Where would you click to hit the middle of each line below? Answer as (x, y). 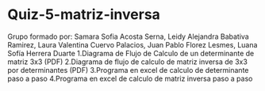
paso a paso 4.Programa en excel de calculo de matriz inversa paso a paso (130, 78)
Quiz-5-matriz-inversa (84, 15)
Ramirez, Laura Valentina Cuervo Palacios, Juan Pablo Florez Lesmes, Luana (132, 44)
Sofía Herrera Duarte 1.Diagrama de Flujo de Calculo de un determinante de (131, 53)
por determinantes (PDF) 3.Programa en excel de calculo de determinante (128, 70)
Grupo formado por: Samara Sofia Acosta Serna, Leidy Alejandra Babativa (128, 36)
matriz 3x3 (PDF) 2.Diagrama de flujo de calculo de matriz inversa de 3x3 (127, 62)
